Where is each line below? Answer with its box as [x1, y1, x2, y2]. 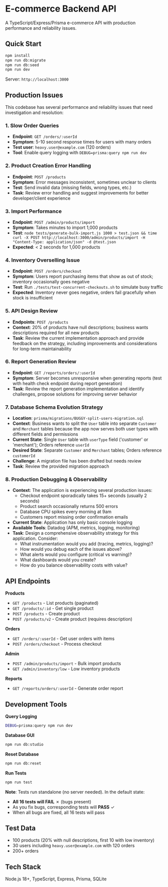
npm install [5, 53, 30, 58]
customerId [12, 454, 36, 459]
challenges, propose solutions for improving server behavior [12, 391, 137, 397]
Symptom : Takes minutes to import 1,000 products [12, 224, 118, 230]
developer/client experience [12, 195, 71, 201]
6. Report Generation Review [5, 358, 77, 365]
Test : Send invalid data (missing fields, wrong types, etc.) [12, 184, 132, 191]
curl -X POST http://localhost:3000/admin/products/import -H [12, 235, 145, 240]
